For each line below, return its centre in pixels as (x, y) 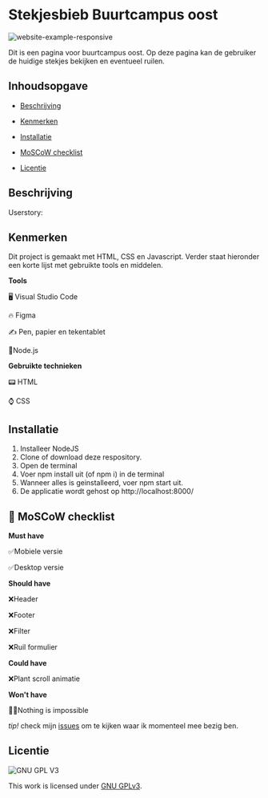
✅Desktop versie (36, 567)
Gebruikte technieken (45, 366)
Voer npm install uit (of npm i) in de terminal (92, 474)
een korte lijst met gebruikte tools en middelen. (86, 265)
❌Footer (22, 615)
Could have (28, 663)
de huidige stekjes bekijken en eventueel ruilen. (87, 61)
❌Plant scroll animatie (44, 679)
